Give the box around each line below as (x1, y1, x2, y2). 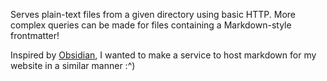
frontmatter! (10, 30, 60, 41)
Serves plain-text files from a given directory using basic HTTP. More (10, 9, 296, 20)
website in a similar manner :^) (10, 60, 136, 71)
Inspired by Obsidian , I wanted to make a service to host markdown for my (10, 49, 317, 61)
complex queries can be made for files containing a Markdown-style (10, 19, 292, 31)
